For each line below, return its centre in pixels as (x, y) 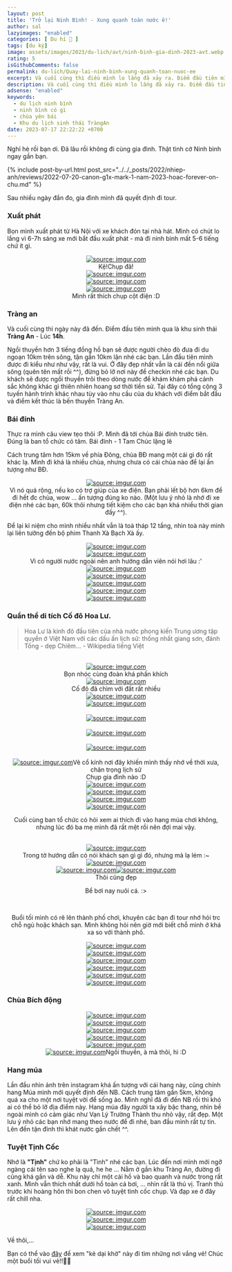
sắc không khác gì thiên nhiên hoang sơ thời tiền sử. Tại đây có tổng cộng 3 (115, 386)
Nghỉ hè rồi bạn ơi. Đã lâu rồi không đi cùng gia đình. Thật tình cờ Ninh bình (114, 149)
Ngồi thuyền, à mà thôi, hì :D (146, 1052)
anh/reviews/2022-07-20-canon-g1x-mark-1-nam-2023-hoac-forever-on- (113, 177)
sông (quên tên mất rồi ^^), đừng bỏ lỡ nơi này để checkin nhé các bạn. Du (113, 372)
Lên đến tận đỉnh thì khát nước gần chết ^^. (68, 1129)
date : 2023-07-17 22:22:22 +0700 (55, 129)
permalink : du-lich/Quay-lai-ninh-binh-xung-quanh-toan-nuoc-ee (101, 71)
